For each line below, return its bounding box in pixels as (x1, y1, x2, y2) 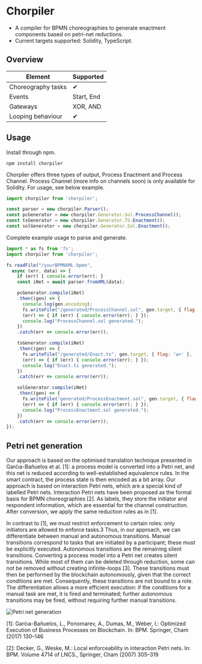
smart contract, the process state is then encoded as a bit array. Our (6, 476, 176, 484)
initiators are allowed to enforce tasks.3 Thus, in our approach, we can (6, 526, 181, 534)
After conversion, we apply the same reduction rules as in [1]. (6, 508, 158, 516)
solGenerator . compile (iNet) (17, 385, 87, 391)
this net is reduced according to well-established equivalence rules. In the (6, 470, 189, 477)
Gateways (9, 102, 38, 110)
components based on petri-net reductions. (14, 30, 123, 37)
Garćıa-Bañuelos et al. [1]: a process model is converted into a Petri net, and (6, 463, 195, 470)
